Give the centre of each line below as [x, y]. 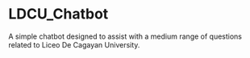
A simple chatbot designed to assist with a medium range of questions [125, 36]
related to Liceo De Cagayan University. [74, 44]
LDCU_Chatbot [58, 14]
